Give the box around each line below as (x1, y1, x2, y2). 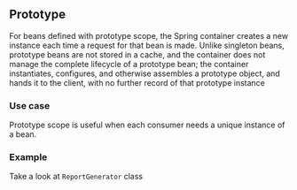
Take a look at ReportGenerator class (9, 171, 144, 182)
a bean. (9, 129, 37, 140)
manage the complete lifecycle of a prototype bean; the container (9, 58, 249, 69)
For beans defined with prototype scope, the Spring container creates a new (9, 30, 289, 41)
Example (9, 151, 48, 163)
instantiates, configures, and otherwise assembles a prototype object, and (9, 68, 281, 79)
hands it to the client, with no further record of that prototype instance (9, 77, 266, 87)
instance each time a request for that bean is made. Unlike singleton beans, (9, 40, 285, 50)
